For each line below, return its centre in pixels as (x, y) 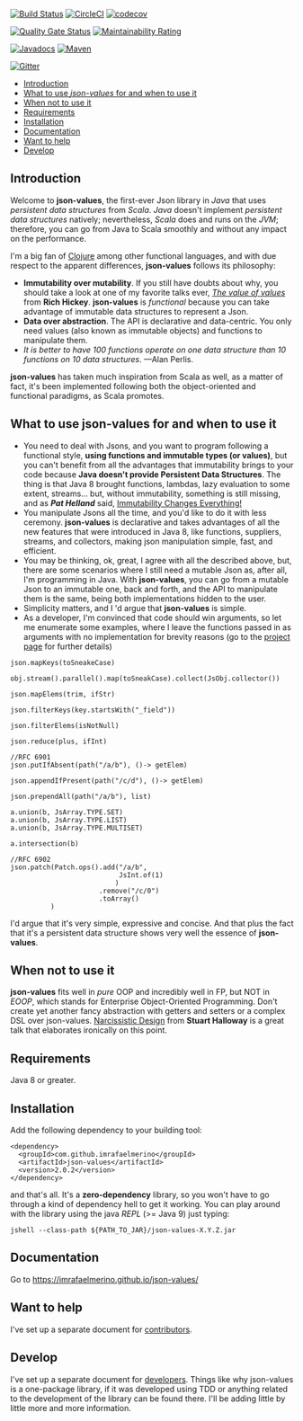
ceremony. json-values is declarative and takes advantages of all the (151, 522)
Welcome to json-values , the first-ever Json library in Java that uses (138, 200)
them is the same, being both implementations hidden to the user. (145, 599)
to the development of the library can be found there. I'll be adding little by (148, 1399)
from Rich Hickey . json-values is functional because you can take (147, 302)
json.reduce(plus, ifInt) (58, 742)
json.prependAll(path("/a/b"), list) (81, 796)
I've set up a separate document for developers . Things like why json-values (152, 1379)
